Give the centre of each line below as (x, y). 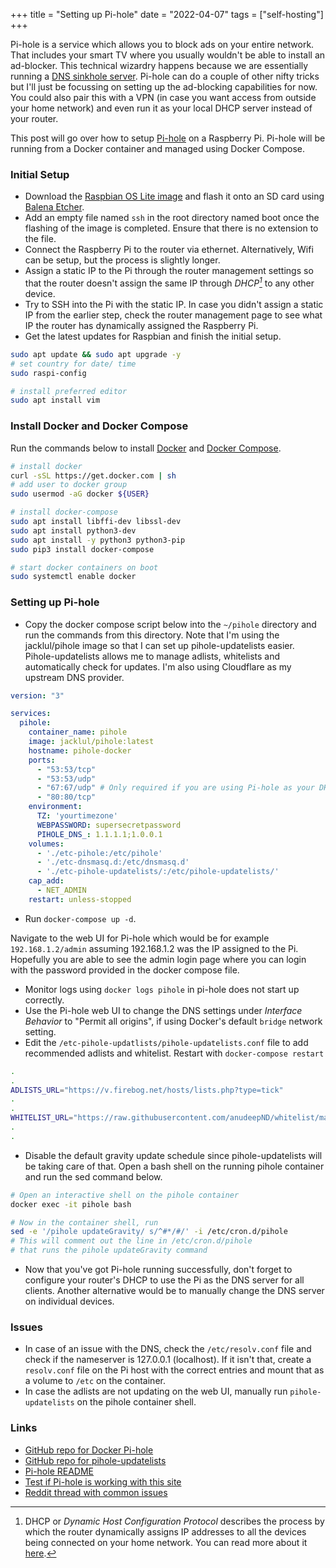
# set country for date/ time (73, 364)
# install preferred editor (69, 391)
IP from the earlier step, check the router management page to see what (173, 315)
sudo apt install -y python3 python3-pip (98, 540)
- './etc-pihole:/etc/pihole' (99, 853)
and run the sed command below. (93, 1176)
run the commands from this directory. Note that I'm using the (152, 635)
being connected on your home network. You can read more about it (166, 1542)
